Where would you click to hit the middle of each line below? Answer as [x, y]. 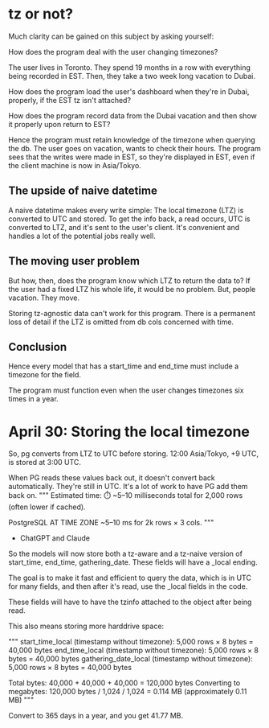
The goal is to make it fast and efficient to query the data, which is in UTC [130, 578]
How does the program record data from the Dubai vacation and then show [132, 115]
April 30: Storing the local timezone [129, 432]
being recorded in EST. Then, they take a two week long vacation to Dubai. [132, 76]
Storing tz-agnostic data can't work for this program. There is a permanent [132, 313]
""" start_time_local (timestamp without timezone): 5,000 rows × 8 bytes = [131, 642]
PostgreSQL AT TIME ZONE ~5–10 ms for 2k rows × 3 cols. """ [111, 523]
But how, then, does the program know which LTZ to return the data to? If [129, 280]
